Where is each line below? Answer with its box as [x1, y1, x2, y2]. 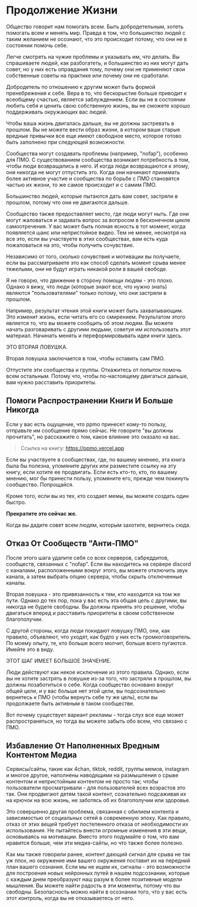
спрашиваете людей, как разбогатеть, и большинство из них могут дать [6, 59, 189, 67]
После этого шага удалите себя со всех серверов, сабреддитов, [6, 554, 169, 561]
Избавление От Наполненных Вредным [6, 740, 160, 750]
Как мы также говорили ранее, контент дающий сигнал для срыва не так [6, 851, 191, 858]
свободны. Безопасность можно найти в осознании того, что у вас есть [6, 888, 188, 895]
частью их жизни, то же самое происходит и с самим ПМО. [6, 181, 157, 188]
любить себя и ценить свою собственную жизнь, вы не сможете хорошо [6, 102, 191, 109]
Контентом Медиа [6, 750, 78, 760]
